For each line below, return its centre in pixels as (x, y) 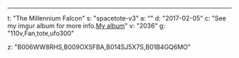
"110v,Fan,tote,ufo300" (41, 33)
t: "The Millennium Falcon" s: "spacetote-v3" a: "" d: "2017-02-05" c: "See (117, 18)
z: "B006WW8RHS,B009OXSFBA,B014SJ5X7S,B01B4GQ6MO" (99, 47)
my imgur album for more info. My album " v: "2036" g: (86, 26)
